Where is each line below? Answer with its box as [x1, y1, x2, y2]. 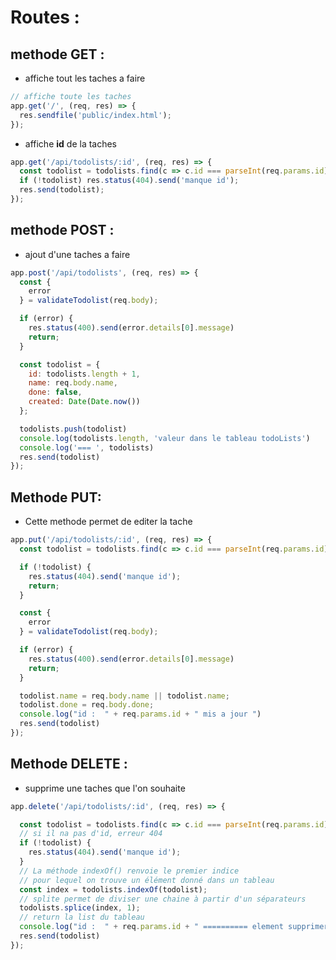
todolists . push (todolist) [19, 424, 128, 434]
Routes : [10, 6, 80, 29]
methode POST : [10, 222, 115, 239]
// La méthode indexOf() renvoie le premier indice [19, 866, 240, 876]
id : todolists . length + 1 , [28, 369, 141, 379]
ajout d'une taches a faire [24, 248, 131, 260]
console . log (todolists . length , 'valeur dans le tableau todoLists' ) [19, 433, 311, 443]
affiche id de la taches [24, 137, 118, 150]
